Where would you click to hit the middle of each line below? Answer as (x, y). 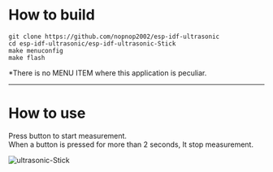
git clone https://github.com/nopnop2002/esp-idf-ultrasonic (114, 37)
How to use (47, 113)
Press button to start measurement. (68, 135)
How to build (52, 15)
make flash (27, 58)
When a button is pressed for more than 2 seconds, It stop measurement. (131, 144)
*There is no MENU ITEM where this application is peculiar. (108, 73)
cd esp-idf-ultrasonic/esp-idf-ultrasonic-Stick (92, 43)
